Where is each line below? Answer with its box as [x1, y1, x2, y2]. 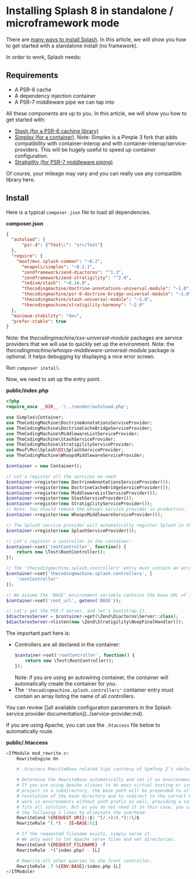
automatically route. [6, 727, 54, 734]
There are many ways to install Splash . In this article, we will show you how [6, 36, 187, 43]
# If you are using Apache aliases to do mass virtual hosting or [16, 782, 181, 788]
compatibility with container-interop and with [14, 139, 123, 147]
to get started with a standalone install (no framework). [6, 42, 138, 49]
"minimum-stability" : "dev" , [11, 313, 82, 319]
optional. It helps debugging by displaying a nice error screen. [6, 353, 156, 360]
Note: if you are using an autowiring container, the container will [14, 673, 169, 680]
